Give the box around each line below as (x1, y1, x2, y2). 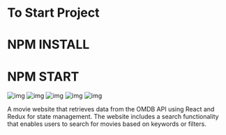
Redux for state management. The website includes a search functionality (7, 113, 219, 121)
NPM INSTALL (7, 37, 90, 53)
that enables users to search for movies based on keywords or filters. (7, 120, 207, 128)
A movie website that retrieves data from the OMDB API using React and (7, 105, 215, 113)
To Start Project (7, 5, 100, 21)
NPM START (7, 68, 80, 84)
